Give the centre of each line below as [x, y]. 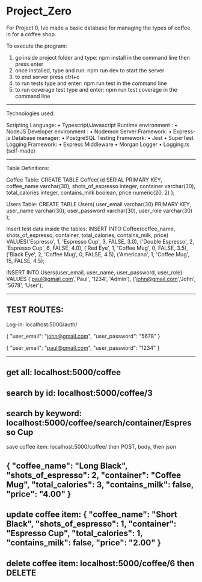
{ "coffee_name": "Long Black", [67, 466]
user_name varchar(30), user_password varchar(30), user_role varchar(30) [99, 210]
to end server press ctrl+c [47, 77]
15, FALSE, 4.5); [26, 261]
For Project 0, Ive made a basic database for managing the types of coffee [98, 28]
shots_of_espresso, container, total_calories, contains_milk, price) [87, 235]
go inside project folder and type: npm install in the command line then [103, 57]
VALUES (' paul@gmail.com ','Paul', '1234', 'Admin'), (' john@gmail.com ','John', [101, 279]
